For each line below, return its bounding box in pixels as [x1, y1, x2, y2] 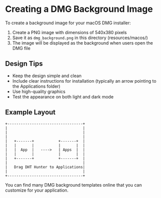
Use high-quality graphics [12, 88, 66, 95]
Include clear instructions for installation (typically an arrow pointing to [12, 78, 157, 84]
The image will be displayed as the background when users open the [12, 40, 153, 46]
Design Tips [5, 59, 43, 68]
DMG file [12, 45, 31, 51]
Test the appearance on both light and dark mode [12, 94, 114, 99]
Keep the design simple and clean [12, 73, 82, 79]
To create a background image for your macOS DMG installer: [5, 20, 131, 26]
